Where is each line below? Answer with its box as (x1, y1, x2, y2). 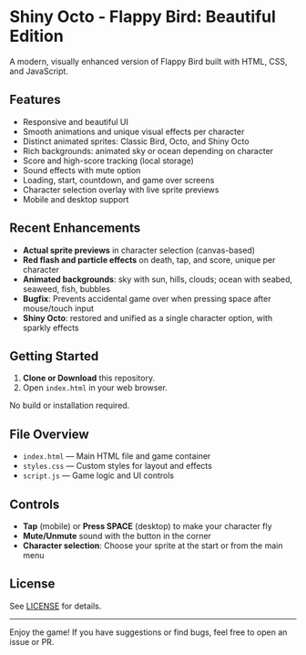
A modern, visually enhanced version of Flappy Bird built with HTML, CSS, (9, 56, 289, 67)
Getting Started (9, 348, 99, 364)
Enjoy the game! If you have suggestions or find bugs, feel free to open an (9, 627, 288, 638)
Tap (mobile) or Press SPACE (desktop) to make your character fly (22, 521, 272, 531)
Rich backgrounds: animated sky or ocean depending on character (22, 145, 274, 156)
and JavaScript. (9, 66, 68, 77)
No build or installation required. (9, 400, 130, 411)
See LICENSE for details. (9, 600, 102, 611)
